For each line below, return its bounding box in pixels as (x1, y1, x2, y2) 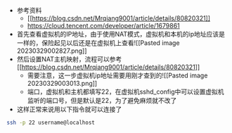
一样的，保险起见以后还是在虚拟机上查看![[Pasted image (16, 39, 180, 47)
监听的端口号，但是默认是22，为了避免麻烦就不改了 (27, 96, 177, 104)
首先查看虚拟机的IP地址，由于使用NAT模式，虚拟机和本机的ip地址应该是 (16, 30, 226, 38)
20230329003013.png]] (27, 80, 98, 87)
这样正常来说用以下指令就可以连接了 (16, 105, 122, 113)
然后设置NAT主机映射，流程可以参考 (16, 55, 122, 63)
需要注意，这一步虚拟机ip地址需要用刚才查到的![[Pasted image (27, 71, 208, 80)
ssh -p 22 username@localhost (6, 119, 96, 126)
